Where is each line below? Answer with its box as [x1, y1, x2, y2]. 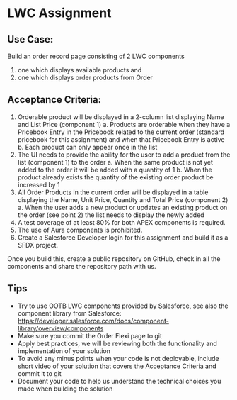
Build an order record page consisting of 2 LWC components [7, 52, 185, 60]
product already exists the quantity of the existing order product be [17, 172, 214, 182]
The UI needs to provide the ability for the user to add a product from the [17, 150, 231, 159]
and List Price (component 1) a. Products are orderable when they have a [17, 120, 231, 128]
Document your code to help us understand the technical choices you [17, 377, 221, 385]
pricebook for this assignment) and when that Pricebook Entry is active [17, 135, 225, 143]
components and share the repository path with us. [7, 262, 157, 270]
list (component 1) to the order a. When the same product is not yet [17, 157, 214, 166]
